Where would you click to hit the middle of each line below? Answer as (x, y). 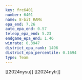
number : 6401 (19, 15)
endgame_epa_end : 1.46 (29, 39)
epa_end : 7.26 (20, 24)
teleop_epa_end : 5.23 (28, 34)
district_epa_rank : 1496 (32, 48)
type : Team (17, 57)
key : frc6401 (19, 10)
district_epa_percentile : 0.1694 (41, 52)
